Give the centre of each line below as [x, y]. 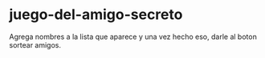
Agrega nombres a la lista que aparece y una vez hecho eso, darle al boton [133, 37]
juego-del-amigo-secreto [96, 15]
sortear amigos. [35, 44]
